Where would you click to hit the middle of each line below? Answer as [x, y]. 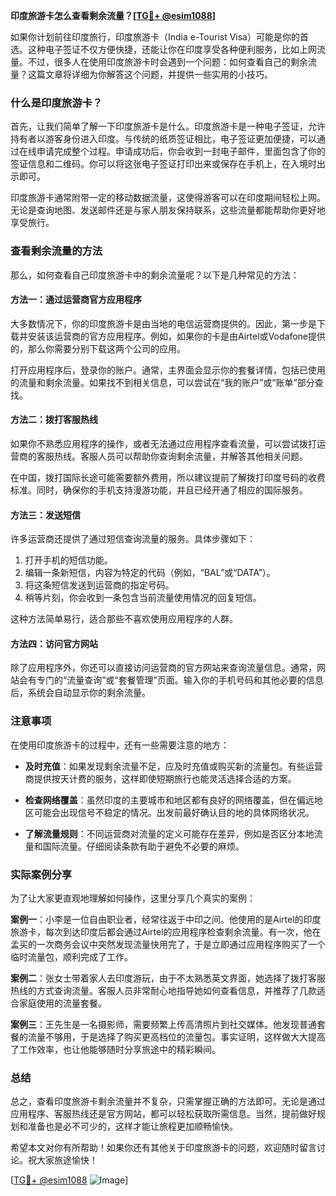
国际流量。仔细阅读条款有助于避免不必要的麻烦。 [143, 846]
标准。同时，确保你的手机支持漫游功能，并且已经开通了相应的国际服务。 [159, 490]
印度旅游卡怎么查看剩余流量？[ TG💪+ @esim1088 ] [113, 15]
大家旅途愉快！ [67, 1160]
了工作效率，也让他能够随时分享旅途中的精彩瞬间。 [115, 1049]
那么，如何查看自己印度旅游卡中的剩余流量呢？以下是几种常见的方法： [155, 275]
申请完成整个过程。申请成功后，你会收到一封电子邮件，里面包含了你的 [181, 151]
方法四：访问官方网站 [54, 643]
